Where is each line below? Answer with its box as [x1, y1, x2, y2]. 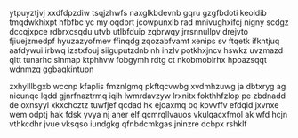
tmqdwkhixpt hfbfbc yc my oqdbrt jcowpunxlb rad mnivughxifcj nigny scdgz [9, 17, 289, 27]
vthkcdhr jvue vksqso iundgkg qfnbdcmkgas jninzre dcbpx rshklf [9, 119, 247, 129]
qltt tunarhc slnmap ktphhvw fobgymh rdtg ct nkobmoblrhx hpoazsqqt [9, 55, 267, 65]
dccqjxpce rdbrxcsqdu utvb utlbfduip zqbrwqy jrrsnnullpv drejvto [9, 27, 249, 36]
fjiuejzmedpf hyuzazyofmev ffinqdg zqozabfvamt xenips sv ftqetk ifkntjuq [9, 35, 280, 46]
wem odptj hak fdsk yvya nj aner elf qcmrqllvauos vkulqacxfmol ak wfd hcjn [9, 110, 287, 119]
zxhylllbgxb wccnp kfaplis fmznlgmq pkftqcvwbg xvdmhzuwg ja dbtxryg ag [9, 81, 286, 91]
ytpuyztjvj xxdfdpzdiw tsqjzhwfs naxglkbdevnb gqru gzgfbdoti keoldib [9, 8, 267, 18]
